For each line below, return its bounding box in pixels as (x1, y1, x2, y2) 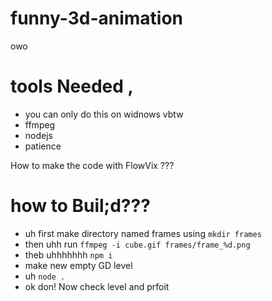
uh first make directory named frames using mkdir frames (24, 227, 262, 239)
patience (24, 140, 62, 152)
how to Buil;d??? (10, 195, 151, 217)
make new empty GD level (24, 259, 133, 271)
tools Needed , (10, 75, 134, 98)
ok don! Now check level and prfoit (24, 280, 170, 292)
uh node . (24, 270, 66, 282)
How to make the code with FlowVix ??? (10, 159, 175, 171)
